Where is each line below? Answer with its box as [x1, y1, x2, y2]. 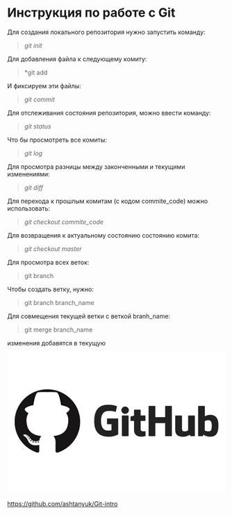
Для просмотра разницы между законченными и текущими [7, 162, 185, 171]
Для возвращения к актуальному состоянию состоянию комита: [7, 231, 200, 239]
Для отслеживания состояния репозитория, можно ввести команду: [7, 108, 211, 117]
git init [24, 41, 42, 49]
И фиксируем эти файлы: [7, 81, 81, 90]
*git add [24, 68, 48, 76]
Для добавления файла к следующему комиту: [7, 54, 147, 63]
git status [24, 122, 52, 130]
